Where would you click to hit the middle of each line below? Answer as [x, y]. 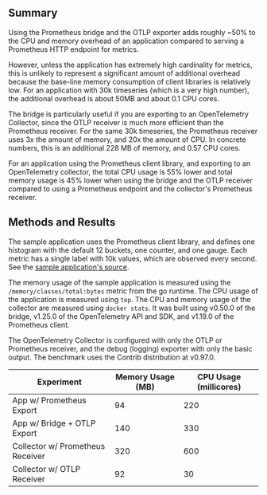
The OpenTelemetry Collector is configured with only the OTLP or [115, 340]
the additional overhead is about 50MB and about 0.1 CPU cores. [114, 98]
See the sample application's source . [69, 267]
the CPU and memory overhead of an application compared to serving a [126, 41]
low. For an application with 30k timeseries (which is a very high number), [129, 90]
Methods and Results [62, 222]
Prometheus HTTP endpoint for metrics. [74, 49]
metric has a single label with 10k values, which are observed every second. [133, 258]
